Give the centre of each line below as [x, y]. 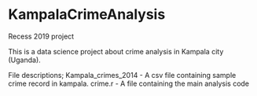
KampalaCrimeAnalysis [87, 15]
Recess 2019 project [41, 36]
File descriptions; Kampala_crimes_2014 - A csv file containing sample [122, 75]
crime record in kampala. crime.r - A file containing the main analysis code [129, 83]
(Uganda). [24, 60]
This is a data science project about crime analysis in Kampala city [116, 51]
